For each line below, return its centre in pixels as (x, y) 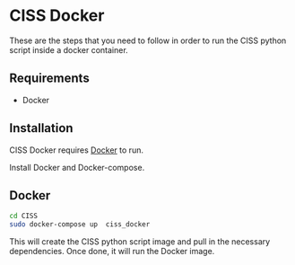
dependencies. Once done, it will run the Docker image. (112, 252)
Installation (41, 128)
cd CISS (24, 216)
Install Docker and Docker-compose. (77, 167)
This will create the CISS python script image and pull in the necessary (140, 242)
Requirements (49, 79)
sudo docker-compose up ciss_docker (80, 225)
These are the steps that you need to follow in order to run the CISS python (148, 40)
